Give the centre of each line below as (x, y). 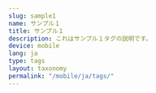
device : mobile (34, 46)
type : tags (27, 61)
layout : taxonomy (38, 69)
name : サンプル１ (35, 23)
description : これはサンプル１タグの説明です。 (80, 38)
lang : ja (23, 53)
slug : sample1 (32, 16)
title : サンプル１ (37, 31)
